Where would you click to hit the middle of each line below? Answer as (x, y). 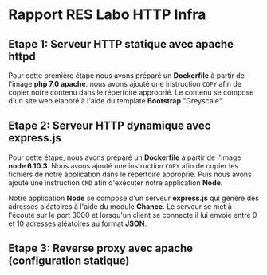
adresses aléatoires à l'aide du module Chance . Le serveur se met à (120, 206)
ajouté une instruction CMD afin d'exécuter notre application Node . (116, 182)
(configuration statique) (69, 261)
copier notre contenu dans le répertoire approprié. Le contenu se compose (131, 92)
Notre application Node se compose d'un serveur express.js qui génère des (133, 198)
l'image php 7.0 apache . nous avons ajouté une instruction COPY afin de (125, 84)
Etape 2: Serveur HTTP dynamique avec (110, 126)
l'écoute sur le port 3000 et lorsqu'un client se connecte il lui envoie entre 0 (133, 215)
